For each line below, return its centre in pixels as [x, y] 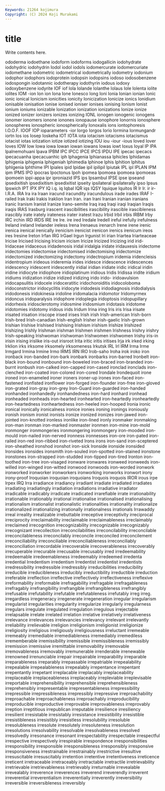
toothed [13, 462]
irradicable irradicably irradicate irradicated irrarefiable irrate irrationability [81, 494]
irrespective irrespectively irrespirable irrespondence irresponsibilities [76, 741]
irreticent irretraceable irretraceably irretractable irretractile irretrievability [80, 762]
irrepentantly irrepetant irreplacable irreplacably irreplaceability [69, 673]
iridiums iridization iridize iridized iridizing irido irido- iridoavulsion [72, 278]
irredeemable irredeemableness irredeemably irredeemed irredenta [73, 557]
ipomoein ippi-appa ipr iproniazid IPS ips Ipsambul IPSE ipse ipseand [75, 178]
